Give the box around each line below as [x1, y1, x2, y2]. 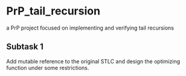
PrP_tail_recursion [6, 4, 101, 18]
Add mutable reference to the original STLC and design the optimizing [6, 57, 181, 65]
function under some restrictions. [6, 64, 89, 71]
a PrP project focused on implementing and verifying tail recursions [6, 24, 174, 31]
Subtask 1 [6, 42, 44, 52]
